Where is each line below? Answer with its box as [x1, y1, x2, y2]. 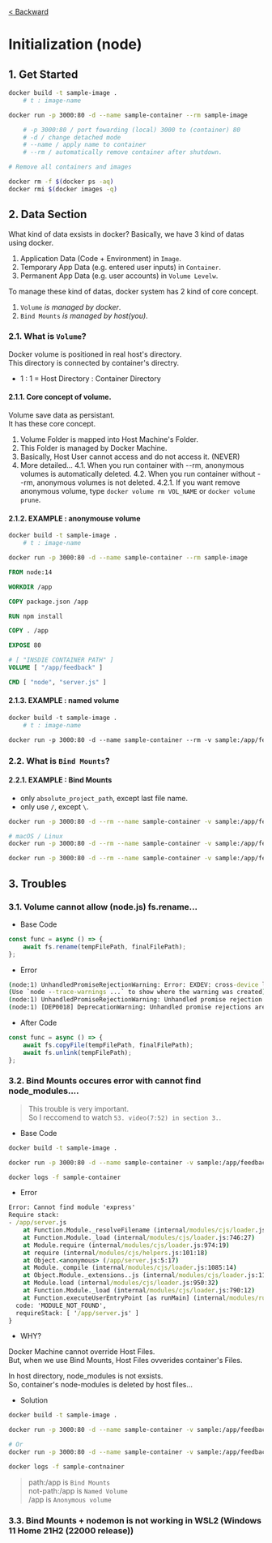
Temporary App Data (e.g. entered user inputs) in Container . [19, 262, 221, 272]
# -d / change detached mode [23, 133, 121, 141]
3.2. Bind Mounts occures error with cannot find [8, 1075, 202, 1087]
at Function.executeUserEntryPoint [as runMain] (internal [23, 1293, 227, 1302]
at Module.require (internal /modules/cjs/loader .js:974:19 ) [23, 1241, 230, 1249]
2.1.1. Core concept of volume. [8, 392, 112, 402]
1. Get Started [8, 67, 79, 81]
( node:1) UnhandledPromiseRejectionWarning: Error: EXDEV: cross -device [8, 980, 259, 988]
